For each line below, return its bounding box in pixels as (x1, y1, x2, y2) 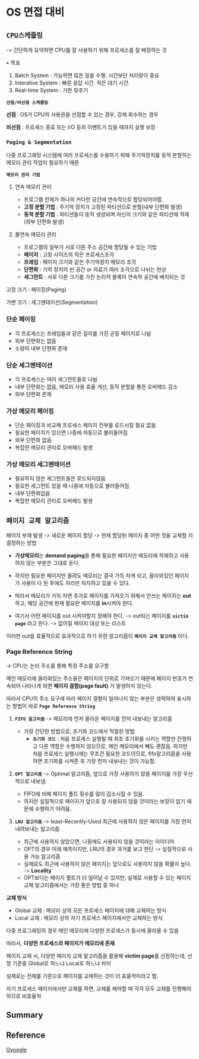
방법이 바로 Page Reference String (12, 702, 96, 709)
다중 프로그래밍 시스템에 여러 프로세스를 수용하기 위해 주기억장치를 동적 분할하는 (6, 151, 192, 159)
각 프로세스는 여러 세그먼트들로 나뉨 (14, 375, 98, 383)
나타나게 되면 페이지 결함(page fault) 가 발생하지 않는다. (21, 682, 153, 689)
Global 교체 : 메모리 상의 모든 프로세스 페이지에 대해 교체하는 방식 (14, 906, 167, 914)
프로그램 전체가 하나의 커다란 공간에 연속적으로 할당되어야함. (23, 196, 164, 203)
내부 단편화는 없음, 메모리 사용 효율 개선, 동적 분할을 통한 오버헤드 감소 (14, 383, 178, 390)
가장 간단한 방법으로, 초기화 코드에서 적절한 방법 (23, 728, 135, 735)
